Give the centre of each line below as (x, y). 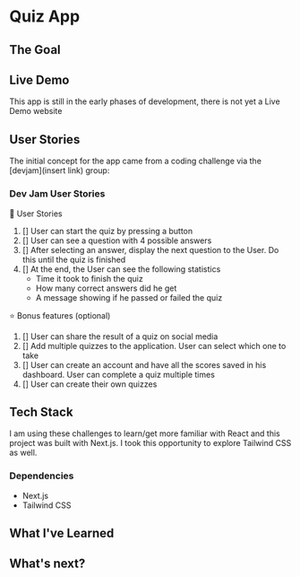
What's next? (47, 564)
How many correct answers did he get (106, 288)
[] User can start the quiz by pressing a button (107, 231)
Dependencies (42, 476)
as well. (23, 453)
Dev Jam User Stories (57, 194)
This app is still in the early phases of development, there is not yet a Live (145, 101)
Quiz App (45, 17)
